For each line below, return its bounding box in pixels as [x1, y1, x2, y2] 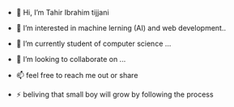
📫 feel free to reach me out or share [15, 71, 138, 80]
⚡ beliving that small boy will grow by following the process [15, 89, 214, 99]
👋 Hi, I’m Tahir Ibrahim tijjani [15, 8, 109, 17]
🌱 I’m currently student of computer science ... [15, 39, 172, 48]
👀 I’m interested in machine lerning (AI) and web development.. [15, 23, 227, 32]
